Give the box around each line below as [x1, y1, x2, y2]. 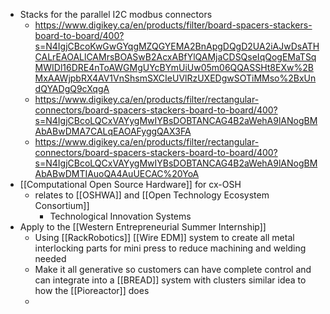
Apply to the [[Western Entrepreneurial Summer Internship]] [19, 221, 267, 233]
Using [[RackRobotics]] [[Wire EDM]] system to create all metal [34, 232, 295, 243]
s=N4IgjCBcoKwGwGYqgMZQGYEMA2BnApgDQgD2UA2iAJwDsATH [34, 40, 320, 52]
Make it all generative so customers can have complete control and [34, 264, 312, 275]
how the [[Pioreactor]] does [34, 285, 150, 296]
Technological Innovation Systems [49, 210, 192, 222]
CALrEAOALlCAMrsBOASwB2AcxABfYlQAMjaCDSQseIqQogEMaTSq [34, 51, 317, 63]
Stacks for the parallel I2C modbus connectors [19, 9, 213, 20]
